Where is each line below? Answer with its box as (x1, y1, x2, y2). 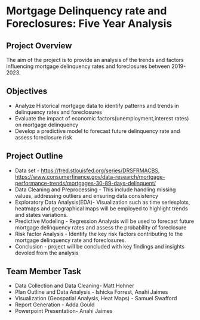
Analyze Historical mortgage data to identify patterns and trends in (14, 102, 179, 109)
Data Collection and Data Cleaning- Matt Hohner (14, 282, 134, 290)
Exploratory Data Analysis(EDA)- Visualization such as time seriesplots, (14, 198, 190, 206)
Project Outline (6, 151, 63, 161)
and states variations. (14, 211, 68, 218)
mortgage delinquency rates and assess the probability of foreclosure (14, 223, 187, 231)
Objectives (6, 86, 48, 97)
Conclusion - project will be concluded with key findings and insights (14, 243, 185, 250)
